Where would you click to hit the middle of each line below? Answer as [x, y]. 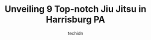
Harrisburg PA [75, 20]
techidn [75, 33]
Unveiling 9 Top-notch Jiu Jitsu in [75, 9]
